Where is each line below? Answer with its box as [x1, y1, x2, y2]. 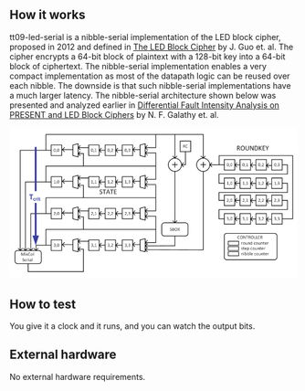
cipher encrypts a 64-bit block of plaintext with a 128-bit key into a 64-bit [9, 50, 286, 62]
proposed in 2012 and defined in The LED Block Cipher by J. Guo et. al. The [9, 41, 294, 52]
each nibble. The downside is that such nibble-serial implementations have [9, 79, 291, 90]
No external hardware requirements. [9, 371, 146, 382]
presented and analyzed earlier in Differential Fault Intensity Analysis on [9, 100, 280, 111]
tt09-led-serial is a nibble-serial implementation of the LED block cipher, [9, 31, 281, 42]
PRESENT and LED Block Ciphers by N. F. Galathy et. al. [9, 109, 219, 120]
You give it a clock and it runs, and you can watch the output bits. [9, 321, 256, 332]
